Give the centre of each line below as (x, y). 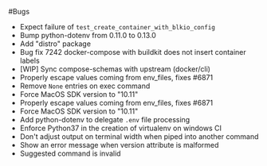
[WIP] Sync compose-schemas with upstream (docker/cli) (115, 69)
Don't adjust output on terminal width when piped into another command (139, 137)
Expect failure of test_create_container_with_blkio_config (117, 27)
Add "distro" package (55, 44)
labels (29, 60)
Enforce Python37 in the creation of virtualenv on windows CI (120, 128)
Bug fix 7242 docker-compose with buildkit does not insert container (133, 52)
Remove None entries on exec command (85, 86)
